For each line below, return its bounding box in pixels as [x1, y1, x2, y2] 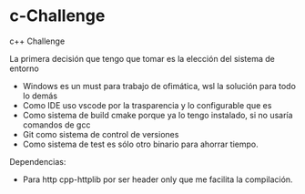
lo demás [22, 90, 57, 101]
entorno [9, 63, 39, 74]
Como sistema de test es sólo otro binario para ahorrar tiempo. [22, 138, 259, 149]
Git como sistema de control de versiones [22, 128, 179, 139]
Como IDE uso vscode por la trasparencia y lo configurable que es [22, 99, 272, 110]
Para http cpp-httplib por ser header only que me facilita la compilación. [22, 174, 293, 185]
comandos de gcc [22, 119, 91, 130]
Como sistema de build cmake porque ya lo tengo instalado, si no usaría [22, 109, 293, 120]
